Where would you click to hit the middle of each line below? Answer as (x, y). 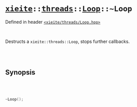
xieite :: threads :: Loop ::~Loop (69, 9)
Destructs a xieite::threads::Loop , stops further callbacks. (67, 41)
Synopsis (20, 72)
